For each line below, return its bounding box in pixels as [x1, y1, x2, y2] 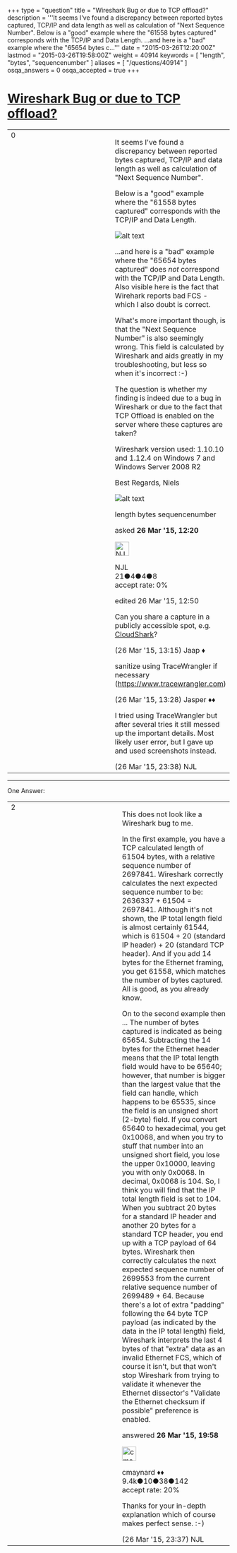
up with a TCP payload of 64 [122, 1238, 217, 1247]
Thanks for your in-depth [122, 1501, 207, 1511]
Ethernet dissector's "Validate [122, 1388, 221, 1398]
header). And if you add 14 [122, 948, 212, 958]
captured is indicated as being [122, 1026, 222, 1036]
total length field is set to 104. [122, 1194, 221, 1204]
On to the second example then [122, 1008, 226, 1018]
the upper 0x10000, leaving [122, 1159, 215, 1168]
